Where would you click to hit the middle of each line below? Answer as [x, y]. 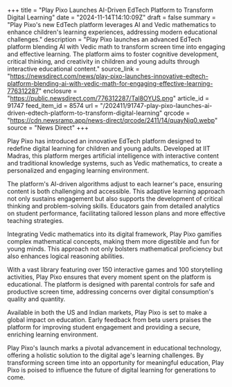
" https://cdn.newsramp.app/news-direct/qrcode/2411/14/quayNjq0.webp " [113, 120]
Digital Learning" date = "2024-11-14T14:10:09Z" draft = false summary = [111, 17]
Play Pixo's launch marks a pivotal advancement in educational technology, [114, 348]
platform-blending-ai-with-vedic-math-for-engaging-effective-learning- [110, 83]
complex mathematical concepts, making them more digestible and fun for [113, 241]
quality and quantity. [36, 299]
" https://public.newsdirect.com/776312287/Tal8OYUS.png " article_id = [108, 98]
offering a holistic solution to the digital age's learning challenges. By [106, 355]
